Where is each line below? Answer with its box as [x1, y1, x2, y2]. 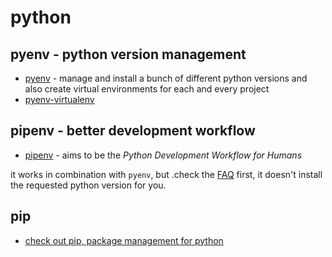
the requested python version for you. [10, 179, 167, 191]
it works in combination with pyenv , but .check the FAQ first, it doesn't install [10, 168, 323, 180]
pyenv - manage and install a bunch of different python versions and [24, 72, 308, 84]
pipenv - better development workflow [10, 122, 256, 140]
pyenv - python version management [10, 46, 247, 63]
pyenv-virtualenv [24, 94, 95, 105]
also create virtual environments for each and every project [24, 83, 270, 95]
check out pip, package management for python [24, 234, 224, 246]
